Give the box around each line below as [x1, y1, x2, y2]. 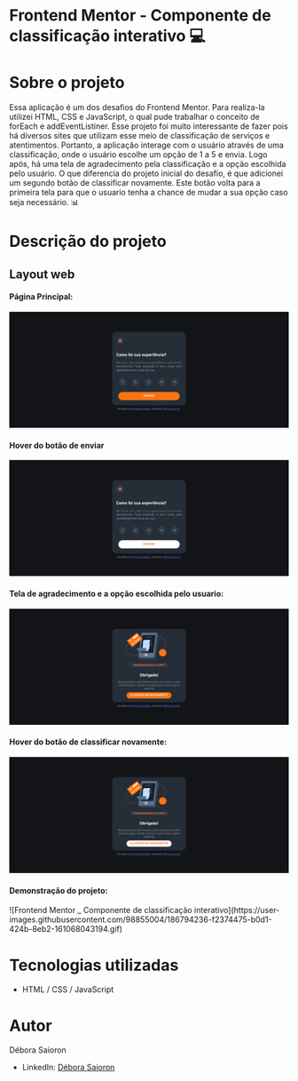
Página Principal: [9, 291, 74, 302]
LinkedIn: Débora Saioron [21, 1062, 115, 1073]
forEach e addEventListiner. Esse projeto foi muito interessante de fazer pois [9, 121, 288, 131]
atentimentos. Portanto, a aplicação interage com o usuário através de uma [9, 139, 284, 151]
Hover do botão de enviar [9, 440, 105, 450]
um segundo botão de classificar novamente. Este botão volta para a [9, 178, 261, 188]
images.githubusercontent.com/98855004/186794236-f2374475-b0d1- [9, 914, 272, 925]
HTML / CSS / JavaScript [21, 984, 114, 995]
